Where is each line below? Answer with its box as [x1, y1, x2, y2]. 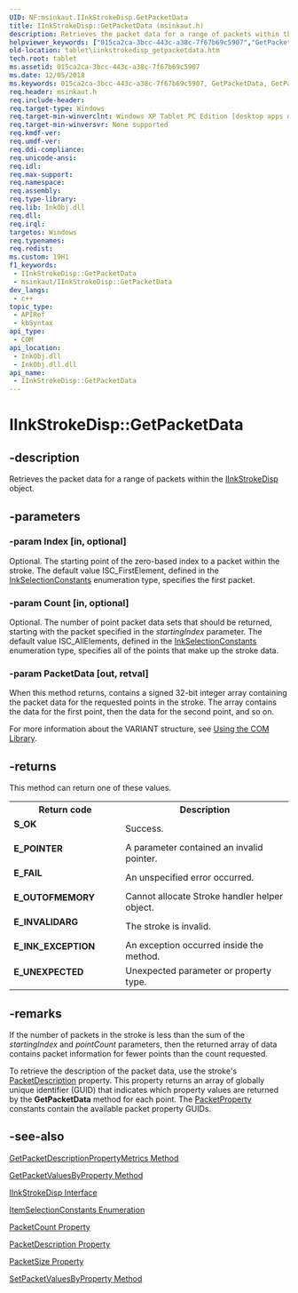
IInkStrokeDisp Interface [9, 1187, 98, 1198]
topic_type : [9, 302, 53, 311]
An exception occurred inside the [125, 939, 264, 952]
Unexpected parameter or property [125, 965, 272, 978]
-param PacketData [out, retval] [9, 667, 149, 680]
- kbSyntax [12, 319, 53, 328]
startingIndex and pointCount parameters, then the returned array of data [9, 1039, 278, 1050]
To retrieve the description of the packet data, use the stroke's [9, 1066, 238, 1076]
